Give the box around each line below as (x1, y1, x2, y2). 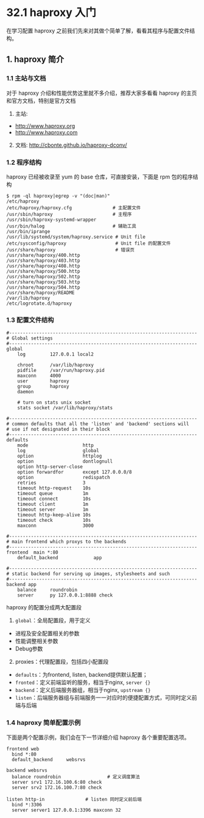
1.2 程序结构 (6, 158, 42, 166)
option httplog (17, 453, 102, 459)
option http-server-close (17, 464, 83, 470)
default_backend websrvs (12, 756, 86, 762)
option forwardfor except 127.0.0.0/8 (17, 469, 132, 475)
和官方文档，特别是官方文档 (6, 97, 76, 104)
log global (17, 448, 99, 454)
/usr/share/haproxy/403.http (6, 258, 80, 264)
